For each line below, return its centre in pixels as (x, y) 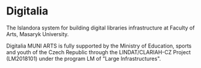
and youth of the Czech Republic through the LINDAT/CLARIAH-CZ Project (98, 52)
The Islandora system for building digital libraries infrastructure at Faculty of (100, 28)
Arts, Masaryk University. (38, 34)
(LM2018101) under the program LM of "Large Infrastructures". (84, 58)
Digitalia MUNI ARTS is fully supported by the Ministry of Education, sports (99, 46)
